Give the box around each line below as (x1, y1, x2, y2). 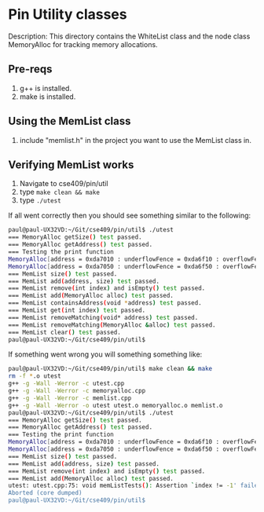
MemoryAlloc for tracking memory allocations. (8, 39, 159, 49)
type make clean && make (19, 187, 101, 197)
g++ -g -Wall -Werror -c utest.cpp (8, 379, 125, 388)
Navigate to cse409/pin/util (19, 179, 108, 188)
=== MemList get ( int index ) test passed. (8, 306, 146, 314)
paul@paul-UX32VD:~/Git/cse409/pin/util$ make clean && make (8, 365, 213, 373)
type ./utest (19, 196, 61, 205)
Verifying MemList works (8, 158, 134, 171)
